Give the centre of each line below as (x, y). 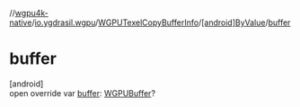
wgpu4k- (32, 13)
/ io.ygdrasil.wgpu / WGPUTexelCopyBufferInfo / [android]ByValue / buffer (161, 22)
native (21, 22)
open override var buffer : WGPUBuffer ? (82, 93)
